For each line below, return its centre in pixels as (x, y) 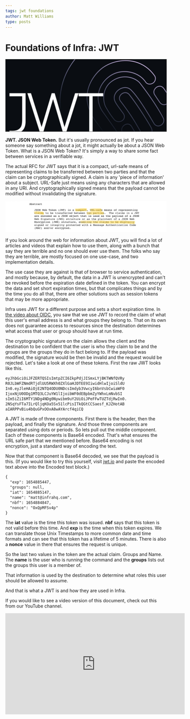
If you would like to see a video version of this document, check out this (81, 600)
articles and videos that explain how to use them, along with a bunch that (82, 245)
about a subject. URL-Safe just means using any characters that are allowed (85, 182)
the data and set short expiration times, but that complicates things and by (84, 288)
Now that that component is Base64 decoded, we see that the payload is (82, 456)
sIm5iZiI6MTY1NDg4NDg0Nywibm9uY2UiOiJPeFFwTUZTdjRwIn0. (66, 399)
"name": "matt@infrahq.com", (41, 497)
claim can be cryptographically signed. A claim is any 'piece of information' (85, 177)
